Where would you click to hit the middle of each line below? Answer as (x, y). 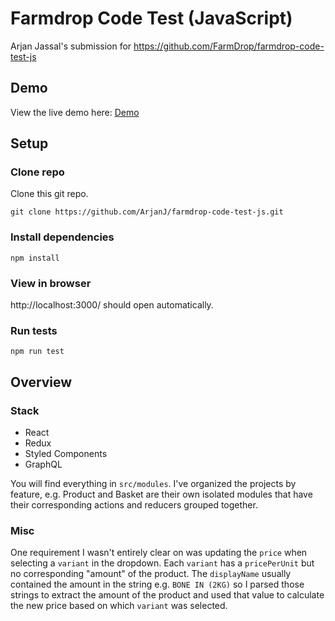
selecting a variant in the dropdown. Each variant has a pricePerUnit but (162, 563)
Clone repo (37, 172)
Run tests (34, 330)
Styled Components (66, 454)
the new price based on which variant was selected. (119, 606)
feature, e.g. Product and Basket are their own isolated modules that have (161, 494)
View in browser (51, 283)
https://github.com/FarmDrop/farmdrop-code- (229, 46)
